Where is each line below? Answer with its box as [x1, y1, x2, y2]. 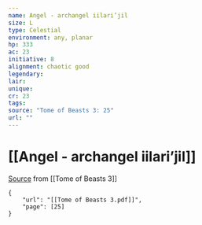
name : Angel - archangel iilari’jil [8, 11, 128, 20]
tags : [8, 99, 26, 107]
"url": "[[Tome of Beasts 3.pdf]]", [22, 196, 143, 204]
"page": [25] [22, 202, 65, 211]
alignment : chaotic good [8, 63, 90, 71]
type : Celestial [8, 26, 61, 34]
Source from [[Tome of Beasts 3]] [8, 174, 118, 183]
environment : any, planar [8, 33, 93, 42]
